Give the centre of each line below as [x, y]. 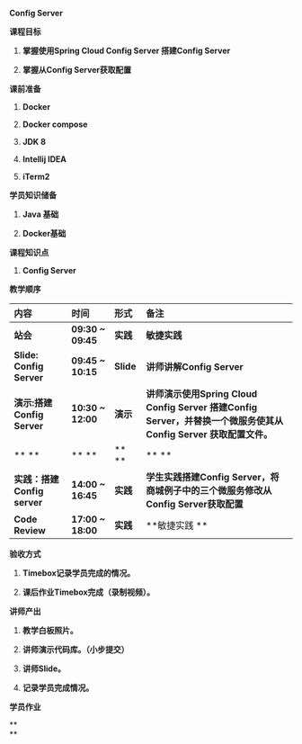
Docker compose [55, 124]
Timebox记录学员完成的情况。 [79, 573]
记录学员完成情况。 [58, 688]
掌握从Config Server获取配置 [77, 70]
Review [30, 530]
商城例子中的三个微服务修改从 [209, 491]
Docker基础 [44, 233]
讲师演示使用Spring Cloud [202, 394]
